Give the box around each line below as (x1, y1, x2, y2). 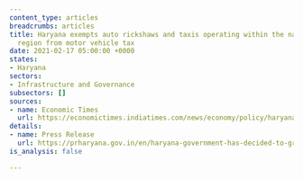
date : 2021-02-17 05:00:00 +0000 (9, 47, 135, 56)
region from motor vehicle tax (17, 38, 135, 48)
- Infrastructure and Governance (9, 80, 135, 89)
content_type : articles (9, 13, 99, 22)
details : (9, 122, 42, 131)
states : (9, 55, 39, 64)
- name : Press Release (9, 130, 95, 139)
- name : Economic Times (9, 105, 99, 114)
